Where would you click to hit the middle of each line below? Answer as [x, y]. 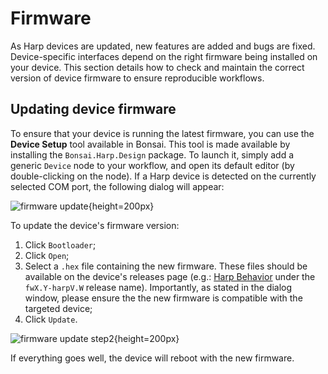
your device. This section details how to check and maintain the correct [157, 67]
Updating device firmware [93, 109]
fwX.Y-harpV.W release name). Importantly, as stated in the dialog [158, 287]
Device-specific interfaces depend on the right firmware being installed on [164, 56]
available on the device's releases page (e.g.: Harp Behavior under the [170, 276]
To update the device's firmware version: [95, 225]
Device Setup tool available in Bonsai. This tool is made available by [150, 144]
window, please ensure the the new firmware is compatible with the [163, 298]
